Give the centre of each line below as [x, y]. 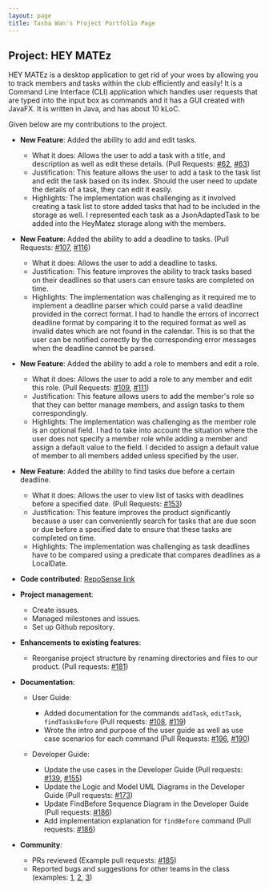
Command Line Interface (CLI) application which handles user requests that [133, 92]
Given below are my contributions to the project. [88, 124]
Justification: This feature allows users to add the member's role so [143, 397]
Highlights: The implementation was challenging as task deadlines [141, 546]
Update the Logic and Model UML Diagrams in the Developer [144, 787]
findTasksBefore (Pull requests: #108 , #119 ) [115, 722]
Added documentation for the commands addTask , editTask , [143, 713]
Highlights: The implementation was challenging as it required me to [144, 297]
